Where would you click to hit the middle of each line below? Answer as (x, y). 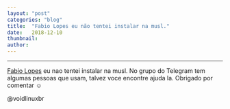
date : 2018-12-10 (35, 32)
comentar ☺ (25, 85)
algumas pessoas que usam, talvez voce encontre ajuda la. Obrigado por (110, 78)
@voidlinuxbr (26, 98)
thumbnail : (23, 39)
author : (18, 45)
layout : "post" (29, 13)
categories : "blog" (35, 20)
